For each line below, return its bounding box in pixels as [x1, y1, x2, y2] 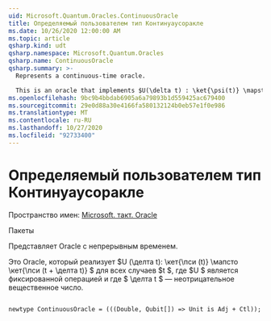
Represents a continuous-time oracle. [15, 72, 147, 80]
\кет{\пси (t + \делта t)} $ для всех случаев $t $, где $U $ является [8, 265, 239, 275]
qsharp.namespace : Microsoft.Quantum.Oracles [8, 49, 164, 57]
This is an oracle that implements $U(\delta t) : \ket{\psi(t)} [15, 86, 240, 94]
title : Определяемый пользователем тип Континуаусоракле [8, 19, 204, 27]
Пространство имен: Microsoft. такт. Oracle [8, 210, 157, 219]
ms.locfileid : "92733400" [8, 131, 95, 140]
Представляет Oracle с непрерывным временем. [8, 241, 178, 251]
